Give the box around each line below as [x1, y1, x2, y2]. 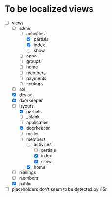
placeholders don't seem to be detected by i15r [11, 186, 107, 192]
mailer [26, 131, 39, 137]
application [26, 119, 49, 126]
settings [26, 81, 43, 86]
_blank [26, 114, 40, 120]
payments [26, 75, 47, 81]
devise [19, 92, 33, 98]
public [19, 180, 32, 186]
